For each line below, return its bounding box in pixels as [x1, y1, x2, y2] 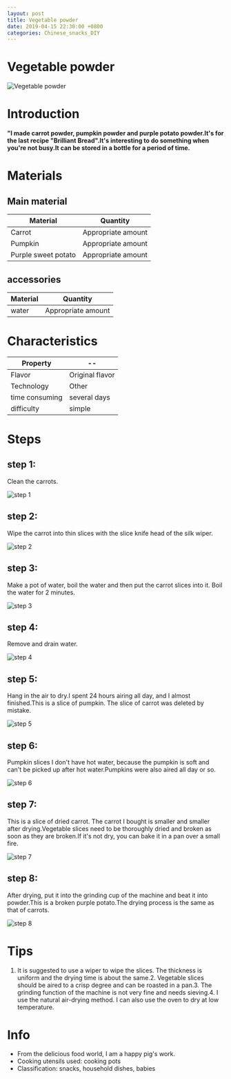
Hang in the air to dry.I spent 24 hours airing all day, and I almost [7, 692, 191, 700]
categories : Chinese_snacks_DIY [7, 29, 100, 37]
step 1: [7, 459, 37, 471]
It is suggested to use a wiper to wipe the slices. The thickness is [17, 966, 202, 975]
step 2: [7, 511, 38, 523]
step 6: [7, 740, 38, 751]
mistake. [7, 706, 32, 715]
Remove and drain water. [7, 640, 78, 648]
